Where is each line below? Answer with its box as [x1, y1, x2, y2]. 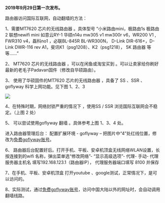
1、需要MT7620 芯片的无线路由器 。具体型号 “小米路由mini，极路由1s [5, 26, 145, 32]
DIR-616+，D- [126, 38, 155, 44]
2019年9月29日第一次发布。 [5, 5, 63, 10]
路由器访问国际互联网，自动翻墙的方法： [5, 15, 87, 21]
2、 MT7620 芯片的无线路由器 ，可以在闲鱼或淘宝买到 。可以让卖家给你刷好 [5, 61, 159, 67]
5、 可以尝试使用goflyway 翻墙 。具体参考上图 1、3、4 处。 [5, 120, 126, 126]
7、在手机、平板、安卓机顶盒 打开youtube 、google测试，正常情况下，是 [5, 170, 153, 175]
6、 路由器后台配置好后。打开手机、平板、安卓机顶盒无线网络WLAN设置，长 [5, 147, 160, 153]
